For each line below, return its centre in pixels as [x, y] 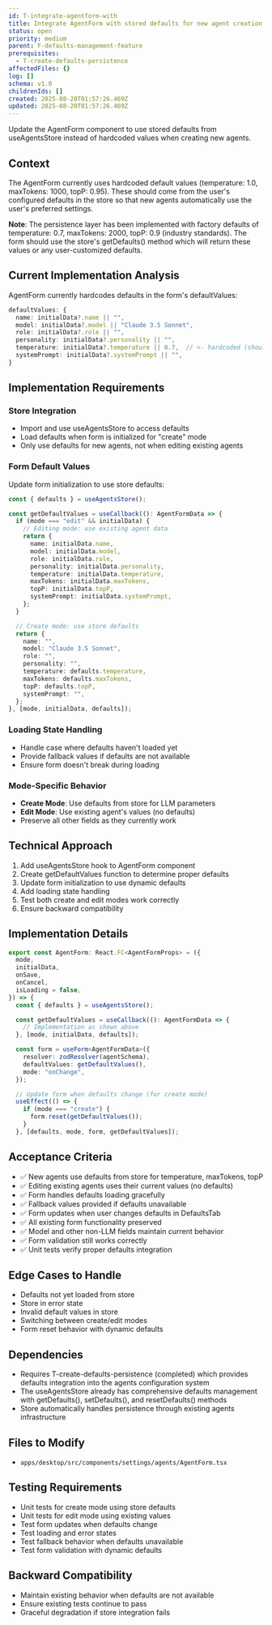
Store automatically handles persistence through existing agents [127, 1409]
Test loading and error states [68, 1533]
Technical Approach [61, 846]
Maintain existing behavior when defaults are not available [117, 1595]
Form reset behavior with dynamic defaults [91, 1329]
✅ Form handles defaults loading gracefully [93, 1194]
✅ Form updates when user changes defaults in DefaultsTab [120, 1213]
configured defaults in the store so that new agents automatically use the [130, 200]
